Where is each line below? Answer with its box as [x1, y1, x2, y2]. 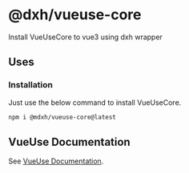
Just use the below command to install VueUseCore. [8, 98, 182, 107]
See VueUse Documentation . [8, 156, 104, 166]
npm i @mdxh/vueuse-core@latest [8, 113, 116, 121]
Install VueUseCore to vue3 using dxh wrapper [8, 32, 163, 42]
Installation [8, 79, 54, 91]
